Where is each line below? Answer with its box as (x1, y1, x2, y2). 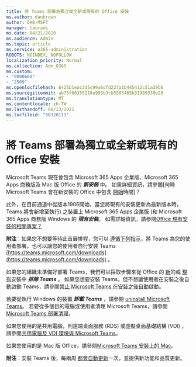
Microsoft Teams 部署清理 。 (6, 310, 74, 317)
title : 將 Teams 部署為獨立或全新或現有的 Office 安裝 (6, 8, 129, 15)
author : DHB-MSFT (6, 19, 49, 25)
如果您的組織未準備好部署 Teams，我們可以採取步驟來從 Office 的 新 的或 (6, 268, 181, 275)
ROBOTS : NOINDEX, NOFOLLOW (6, 52, 72, 58)
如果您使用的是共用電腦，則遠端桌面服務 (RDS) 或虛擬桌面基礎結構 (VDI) (6, 323, 180, 330)
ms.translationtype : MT (6, 95, 64, 101)
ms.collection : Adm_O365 (6, 63, 67, 69)
